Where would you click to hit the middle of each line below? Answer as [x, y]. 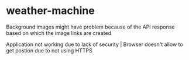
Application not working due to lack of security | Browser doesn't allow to [94, 44]
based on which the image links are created [59, 33]
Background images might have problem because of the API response [90, 27]
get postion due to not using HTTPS [49, 50]
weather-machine [50, 11]
